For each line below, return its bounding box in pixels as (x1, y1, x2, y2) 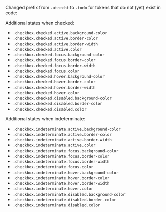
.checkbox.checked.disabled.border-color (12, 101, 102, 107)
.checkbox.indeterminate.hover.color (12, 186, 94, 192)
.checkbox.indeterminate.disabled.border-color (12, 197, 116, 202)
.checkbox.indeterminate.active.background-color (12, 126, 121, 132)
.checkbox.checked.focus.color (12, 69, 80, 74)
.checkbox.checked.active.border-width (12, 41, 98, 47)
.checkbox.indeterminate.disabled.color (12, 203, 100, 208)
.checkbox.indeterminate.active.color (12, 143, 96, 148)
